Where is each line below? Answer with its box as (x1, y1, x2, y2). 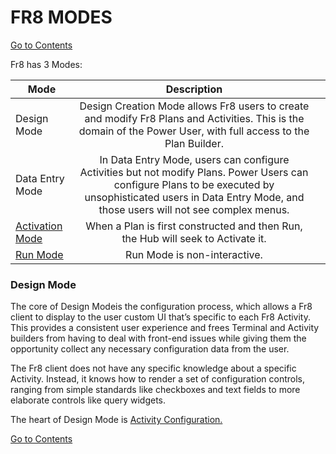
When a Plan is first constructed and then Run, (85, 219, 303, 233)
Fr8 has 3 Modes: (10, 58, 83, 70)
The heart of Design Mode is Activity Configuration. (10, 414, 223, 426)
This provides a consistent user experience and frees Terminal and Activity (10, 322, 320, 334)
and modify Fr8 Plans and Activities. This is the (84, 111, 305, 125)
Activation (15, 219, 63, 233)
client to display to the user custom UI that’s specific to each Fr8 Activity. (10, 311, 311, 323)
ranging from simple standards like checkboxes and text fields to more (10, 384, 301, 396)
